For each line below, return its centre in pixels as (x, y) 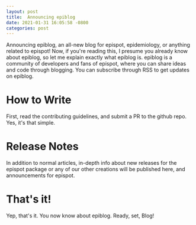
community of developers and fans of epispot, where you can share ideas (96, 64)
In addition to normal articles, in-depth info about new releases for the (91, 163)
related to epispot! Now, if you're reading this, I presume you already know (97, 51)
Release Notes (42, 147)
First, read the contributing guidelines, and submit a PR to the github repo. (97, 116)
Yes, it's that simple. (30, 123)
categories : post (28, 28)
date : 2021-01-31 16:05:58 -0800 (47, 22)
